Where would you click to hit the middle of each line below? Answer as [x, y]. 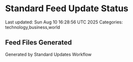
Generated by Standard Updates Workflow [48, 54]
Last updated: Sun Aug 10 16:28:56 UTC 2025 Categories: [64, 22]
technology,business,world [33, 27]
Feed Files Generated [39, 43]
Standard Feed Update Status [67, 9]
